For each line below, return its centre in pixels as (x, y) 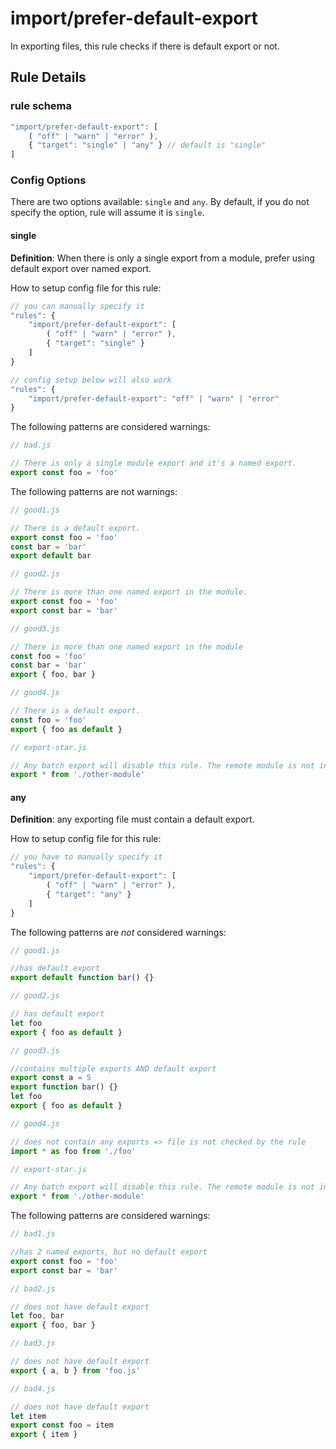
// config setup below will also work (91, 380)
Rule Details (48, 77)
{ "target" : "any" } (89, 894)
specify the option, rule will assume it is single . (107, 213)
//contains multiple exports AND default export (113, 1068)
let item (28, 1416)
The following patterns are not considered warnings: (118, 932)
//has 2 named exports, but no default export (109, 1252)
